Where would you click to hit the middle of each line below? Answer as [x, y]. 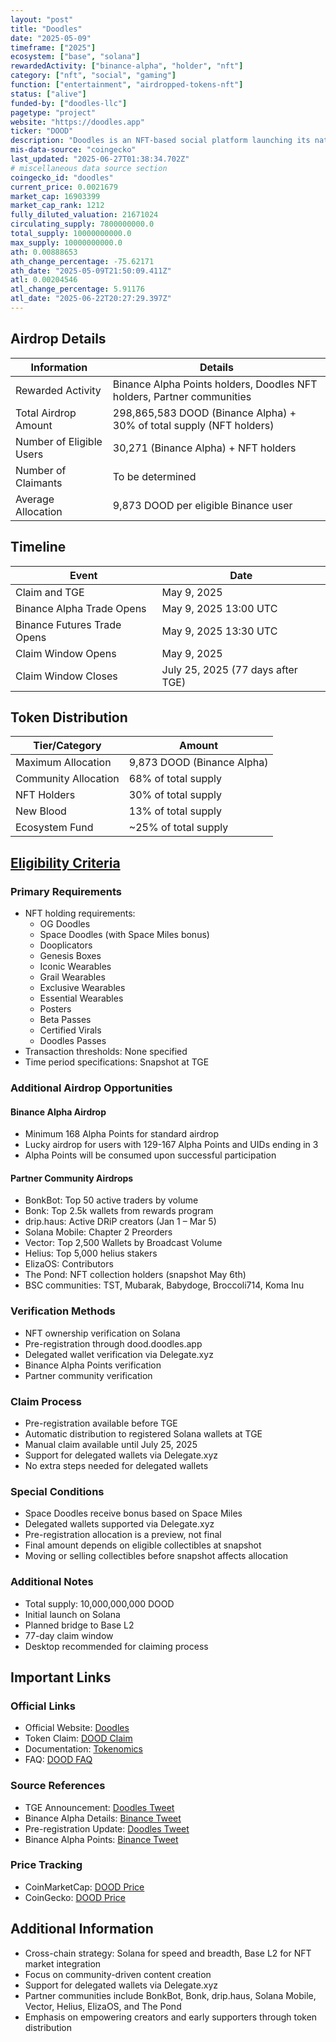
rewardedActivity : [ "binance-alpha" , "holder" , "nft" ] [127, 66]
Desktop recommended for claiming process [116, 1646]
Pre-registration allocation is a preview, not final [123, 1535]
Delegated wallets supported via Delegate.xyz [119, 1524]
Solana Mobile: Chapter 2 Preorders [98, 1232]
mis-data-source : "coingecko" [73, 150]
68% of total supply [175, 779]
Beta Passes [65, 1019]
